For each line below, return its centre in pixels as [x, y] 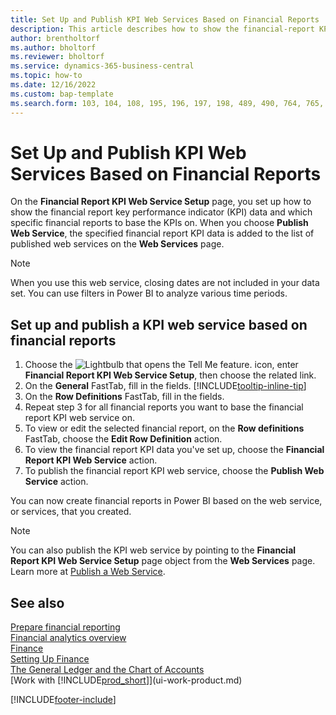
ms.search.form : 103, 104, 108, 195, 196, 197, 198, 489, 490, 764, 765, [167, 103]
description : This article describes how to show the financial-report [162, 29]
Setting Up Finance [50, 659]
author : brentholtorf [55, 38]
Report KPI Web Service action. [91, 460]
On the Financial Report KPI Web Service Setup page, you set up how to [161, 202]
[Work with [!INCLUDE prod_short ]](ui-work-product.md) [126, 680]
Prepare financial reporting [65, 627]
